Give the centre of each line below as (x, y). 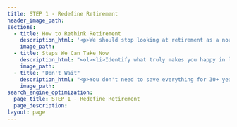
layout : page (26, 112)
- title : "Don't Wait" (47, 73)
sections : (22, 27)
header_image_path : (36, 20)
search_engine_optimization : (50, 92)
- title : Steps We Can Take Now (61, 54)
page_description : (41, 106)
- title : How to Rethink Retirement (67, 34)
